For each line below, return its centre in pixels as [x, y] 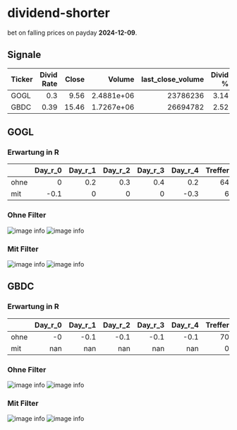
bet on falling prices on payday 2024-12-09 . [72, 33]
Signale [24, 55]
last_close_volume [172, 79]
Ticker [22, 79]
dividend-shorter [59, 13]
